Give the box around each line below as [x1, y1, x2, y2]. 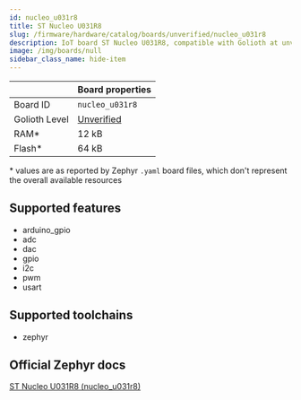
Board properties [77, 83, 152, 95]
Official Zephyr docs [9, 358, 126, 373]
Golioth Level [13, 113, 69, 126]
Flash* [13, 143, 43, 154]
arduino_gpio [21, 224, 71, 235]
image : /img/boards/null [9, 47, 102, 56]
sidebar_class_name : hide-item [9, 55, 126, 64]
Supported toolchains [9, 308, 133, 323]
